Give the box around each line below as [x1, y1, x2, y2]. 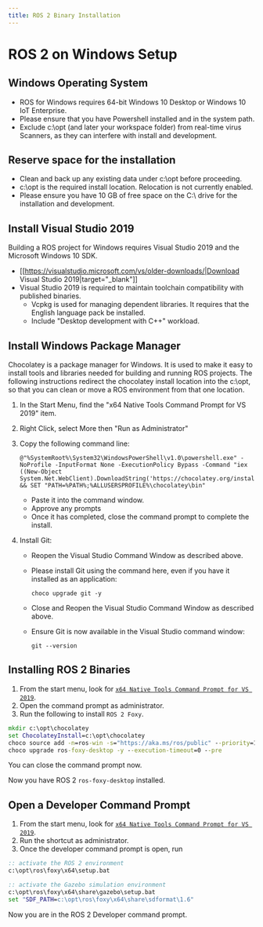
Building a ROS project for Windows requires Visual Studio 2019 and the [8, 243, 240, 252]
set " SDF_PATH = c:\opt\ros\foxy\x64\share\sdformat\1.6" [8, 896, 194, 903]
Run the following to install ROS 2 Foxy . [19, 709, 144, 718]
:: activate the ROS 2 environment [8, 859, 124, 867]
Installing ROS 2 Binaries [8, 663, 131, 677]
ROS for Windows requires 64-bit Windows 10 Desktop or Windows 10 [19, 97, 247, 107]
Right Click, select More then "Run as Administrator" [19, 424, 189, 433]
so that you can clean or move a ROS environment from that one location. [8, 385, 245, 395]
